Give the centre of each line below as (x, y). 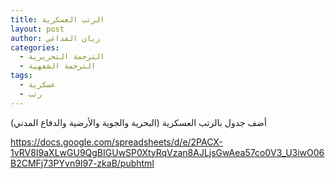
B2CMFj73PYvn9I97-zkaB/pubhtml (82, 163)
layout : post (37, 29)
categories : (35, 47)
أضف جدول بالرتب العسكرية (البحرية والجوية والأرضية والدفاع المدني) (138, 122)
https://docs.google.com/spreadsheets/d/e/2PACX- (116, 142)
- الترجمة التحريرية (62, 57)
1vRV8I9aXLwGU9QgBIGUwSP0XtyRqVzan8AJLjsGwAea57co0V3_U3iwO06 (167, 152)
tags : (21, 76)
